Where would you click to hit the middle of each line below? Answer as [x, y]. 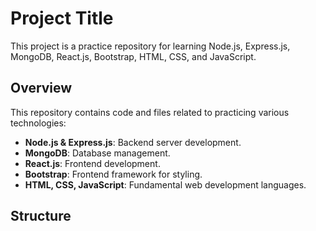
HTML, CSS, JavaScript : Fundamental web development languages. [165, 184]
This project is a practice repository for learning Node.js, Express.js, [150, 46]
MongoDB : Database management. [97, 153]
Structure [41, 216]
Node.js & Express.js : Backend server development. [133, 142]
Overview [41, 88]
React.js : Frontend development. [92, 163]
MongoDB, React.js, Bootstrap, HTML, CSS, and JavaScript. [133, 56]
